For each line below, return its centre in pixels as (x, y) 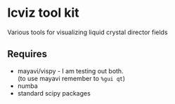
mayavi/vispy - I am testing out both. (71, 70)
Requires (27, 54)
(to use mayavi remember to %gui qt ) (71, 78)
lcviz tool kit (43, 13)
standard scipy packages (54, 93)
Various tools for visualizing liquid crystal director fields (87, 32)
